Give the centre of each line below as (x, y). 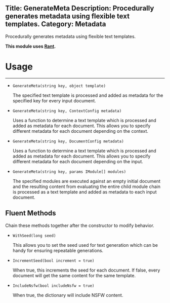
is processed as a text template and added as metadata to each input (84, 192)
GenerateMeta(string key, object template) (59, 86)
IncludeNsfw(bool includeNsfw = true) (53, 286)
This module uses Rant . (31, 46)
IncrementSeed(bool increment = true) (53, 260)
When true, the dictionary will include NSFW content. (68, 295)
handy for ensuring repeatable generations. (58, 250)
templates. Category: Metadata (56, 24)
